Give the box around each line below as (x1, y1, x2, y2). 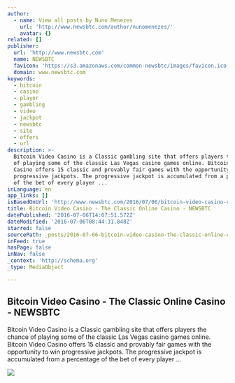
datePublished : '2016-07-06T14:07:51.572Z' (7, 212, 136, 219)
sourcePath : (7, 231, 42, 238)
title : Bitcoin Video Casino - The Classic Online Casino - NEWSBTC (7, 205, 211, 212)
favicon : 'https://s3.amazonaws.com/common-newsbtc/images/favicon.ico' (13, 62, 230, 69)
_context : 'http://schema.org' (7, 257, 99, 264)
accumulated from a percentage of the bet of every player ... (7, 354, 182, 363)
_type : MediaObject (7, 263, 64, 270)
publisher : (7, 43, 39, 50)
